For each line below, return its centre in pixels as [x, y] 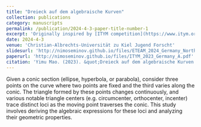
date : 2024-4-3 [25, 40]
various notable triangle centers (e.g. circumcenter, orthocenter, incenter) [97, 98]
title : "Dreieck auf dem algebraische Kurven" [65, 12]
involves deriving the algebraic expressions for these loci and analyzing [94, 111]
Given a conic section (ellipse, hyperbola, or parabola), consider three [92, 79]
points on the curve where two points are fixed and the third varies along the [100, 85]
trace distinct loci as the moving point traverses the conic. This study [91, 104]
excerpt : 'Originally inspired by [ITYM [57, 34]
